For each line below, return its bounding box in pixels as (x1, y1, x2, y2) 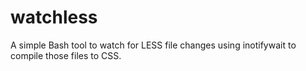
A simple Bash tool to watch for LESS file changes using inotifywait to (10, 39, 297, 51)
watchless (10, 6, 98, 29)
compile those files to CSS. (10, 49, 122, 61)
